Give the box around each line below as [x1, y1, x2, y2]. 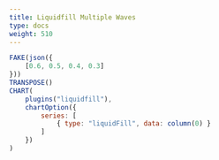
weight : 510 [9, 29, 53, 38]
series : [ [41, 111, 77, 120]
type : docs [9, 21, 49, 30]
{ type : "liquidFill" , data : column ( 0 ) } [56, 119, 212, 128]
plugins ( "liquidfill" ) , [25, 95, 113, 103]
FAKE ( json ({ [9, 54, 53, 63]
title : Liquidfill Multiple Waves [9, 12, 137, 22]
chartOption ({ [25, 103, 77, 111]
